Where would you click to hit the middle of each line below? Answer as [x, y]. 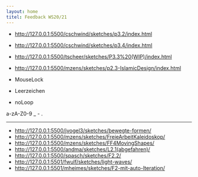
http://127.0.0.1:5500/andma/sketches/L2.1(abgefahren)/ [82, 149]
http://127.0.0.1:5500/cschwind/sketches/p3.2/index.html [83, 34]
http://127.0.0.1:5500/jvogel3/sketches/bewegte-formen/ [83, 131]
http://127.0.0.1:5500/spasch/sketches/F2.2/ [68, 155]
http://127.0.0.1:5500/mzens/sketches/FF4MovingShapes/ [85, 143]
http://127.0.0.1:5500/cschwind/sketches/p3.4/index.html [83, 45]
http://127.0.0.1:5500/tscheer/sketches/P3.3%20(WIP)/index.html [93, 56]
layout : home [22, 11]
